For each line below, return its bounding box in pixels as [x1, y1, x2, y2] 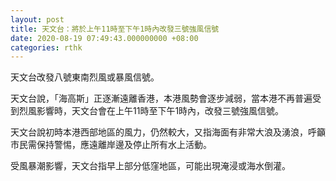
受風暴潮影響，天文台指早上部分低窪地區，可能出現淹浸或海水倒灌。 [10, 160, 291, 172]
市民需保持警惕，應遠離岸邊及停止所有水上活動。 [10, 139, 212, 151]
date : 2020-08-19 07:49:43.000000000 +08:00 [10, 33, 199, 43]
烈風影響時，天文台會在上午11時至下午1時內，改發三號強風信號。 [18, 105, 285, 117]
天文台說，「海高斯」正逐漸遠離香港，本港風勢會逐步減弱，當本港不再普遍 [10, 92, 313, 105]
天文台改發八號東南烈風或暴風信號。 [10, 71, 160, 83]
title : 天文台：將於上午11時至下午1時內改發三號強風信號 [10, 24, 220, 34]
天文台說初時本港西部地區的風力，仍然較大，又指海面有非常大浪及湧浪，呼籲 [10, 126, 326, 138]
